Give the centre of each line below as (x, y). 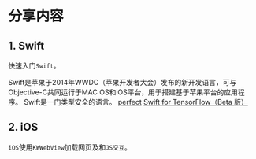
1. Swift (26, 45)
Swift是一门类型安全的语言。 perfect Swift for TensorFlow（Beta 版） (135, 102)
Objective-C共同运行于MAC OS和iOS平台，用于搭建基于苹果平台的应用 (123, 92)
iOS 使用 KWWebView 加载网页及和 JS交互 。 (70, 147)
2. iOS (23, 127)
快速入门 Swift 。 (34, 65)
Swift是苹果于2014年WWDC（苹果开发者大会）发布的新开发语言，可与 (122, 82)
